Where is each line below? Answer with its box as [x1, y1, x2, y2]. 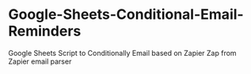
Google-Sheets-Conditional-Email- [8, 6, 244, 24]
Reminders [8, 22, 82, 40]
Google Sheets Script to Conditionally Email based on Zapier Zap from [8, 48, 237, 57]
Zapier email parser [8, 57, 72, 66]
